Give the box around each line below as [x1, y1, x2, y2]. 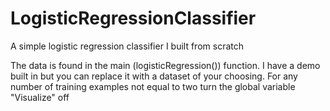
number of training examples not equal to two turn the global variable [10, 80, 296, 92]
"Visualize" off [10, 91, 70, 103]
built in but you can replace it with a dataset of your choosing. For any [10, 70, 298, 82]
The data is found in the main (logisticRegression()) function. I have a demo [10, 59, 321, 71]
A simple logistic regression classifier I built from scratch [10, 40, 244, 52]
